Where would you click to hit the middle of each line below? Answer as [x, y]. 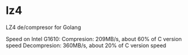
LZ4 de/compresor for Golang [43, 27]
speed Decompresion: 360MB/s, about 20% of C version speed [86, 45]
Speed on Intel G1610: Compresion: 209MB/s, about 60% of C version [94, 39]
